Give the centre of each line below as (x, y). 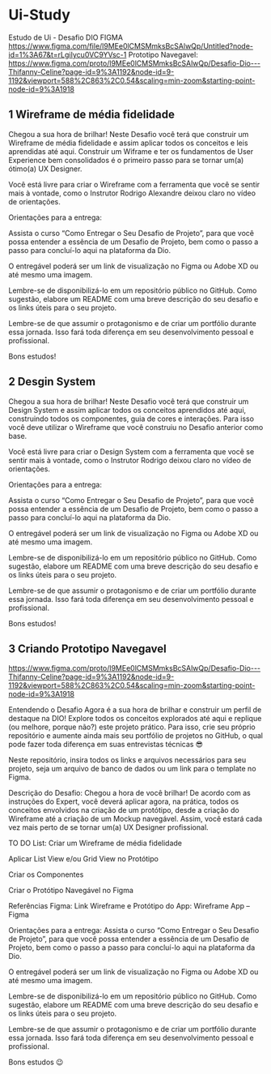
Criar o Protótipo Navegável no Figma (71, 891)
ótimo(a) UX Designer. (45, 169)
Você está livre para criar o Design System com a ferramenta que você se (131, 451)
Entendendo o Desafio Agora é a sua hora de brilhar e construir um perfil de (135, 710)
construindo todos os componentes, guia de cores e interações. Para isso (131, 419)
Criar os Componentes (46, 874)
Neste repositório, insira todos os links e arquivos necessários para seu (127, 760)
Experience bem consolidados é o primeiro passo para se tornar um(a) (126, 160)
